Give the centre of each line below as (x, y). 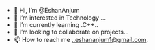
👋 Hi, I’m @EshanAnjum (46, 10)
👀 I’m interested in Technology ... (60, 18)
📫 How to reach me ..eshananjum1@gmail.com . (81, 40)
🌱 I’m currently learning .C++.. (56, 25)
